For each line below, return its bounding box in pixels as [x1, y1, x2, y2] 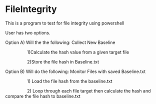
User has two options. [5, 29, 50, 35]
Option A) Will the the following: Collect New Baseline [5, 39, 115, 45]
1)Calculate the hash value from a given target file [27, 49, 129, 55]
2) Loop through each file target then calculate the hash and [27, 87, 151, 93]
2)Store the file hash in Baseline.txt [27, 58, 99, 64]
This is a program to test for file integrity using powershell [5, 20, 124, 26]
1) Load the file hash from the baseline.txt [27, 78, 112, 84]
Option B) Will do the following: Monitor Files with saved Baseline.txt [5, 68, 146, 74]
